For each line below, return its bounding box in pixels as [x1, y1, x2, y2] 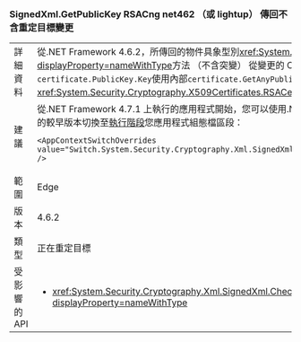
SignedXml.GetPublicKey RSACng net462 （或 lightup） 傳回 [9, 7, 279, 20]
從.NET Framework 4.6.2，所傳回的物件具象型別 [37, 46, 240, 58]
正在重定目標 [37, 242, 91, 255]
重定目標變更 [18, 21, 74, 33]
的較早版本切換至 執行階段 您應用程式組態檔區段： [37, 117, 244, 129]
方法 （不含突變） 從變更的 [171, 59, 285, 72]
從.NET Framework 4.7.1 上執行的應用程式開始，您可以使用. [37, 103, 289, 116]
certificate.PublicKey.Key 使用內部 [37, 73, 188, 85]
